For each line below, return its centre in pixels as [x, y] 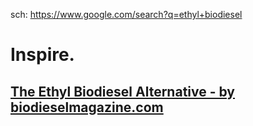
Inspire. [42, 55]
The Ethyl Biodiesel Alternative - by [122, 91]
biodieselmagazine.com [87, 107]
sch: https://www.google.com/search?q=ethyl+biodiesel [126, 14]
